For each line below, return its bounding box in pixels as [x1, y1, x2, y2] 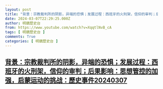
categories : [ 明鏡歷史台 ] [5, 39, 58, 44]
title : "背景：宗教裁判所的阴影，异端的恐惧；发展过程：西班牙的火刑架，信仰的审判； [5, 12, 156, 17]
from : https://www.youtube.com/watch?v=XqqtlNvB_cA [5, 25, 112, 30]
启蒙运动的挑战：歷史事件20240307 [17, 76, 128, 85]
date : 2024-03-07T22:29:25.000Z [5, 16, 70, 21]
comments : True [5, 35, 36, 39]
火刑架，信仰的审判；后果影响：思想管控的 [24, 67, 152, 75]
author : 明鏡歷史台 [5, 20, 41, 26]
